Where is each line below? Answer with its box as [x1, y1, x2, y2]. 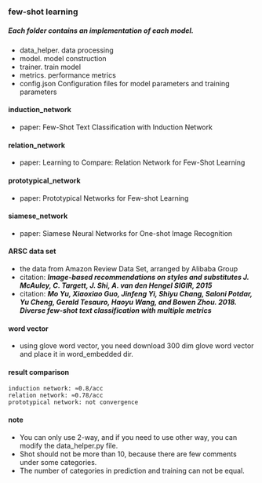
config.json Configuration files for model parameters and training [19, 78, 230, 88]
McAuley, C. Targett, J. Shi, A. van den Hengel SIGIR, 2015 [19, 281, 213, 290]
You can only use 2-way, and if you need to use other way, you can [19, 432, 238, 441]
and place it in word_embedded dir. [19, 350, 133, 359]
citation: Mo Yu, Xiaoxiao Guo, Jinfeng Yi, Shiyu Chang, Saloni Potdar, [19, 289, 253, 298]
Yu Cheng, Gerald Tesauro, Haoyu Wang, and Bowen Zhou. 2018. [19, 297, 237, 307]
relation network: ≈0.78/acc [8, 391, 104, 400]
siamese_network [8, 211, 68, 221]
